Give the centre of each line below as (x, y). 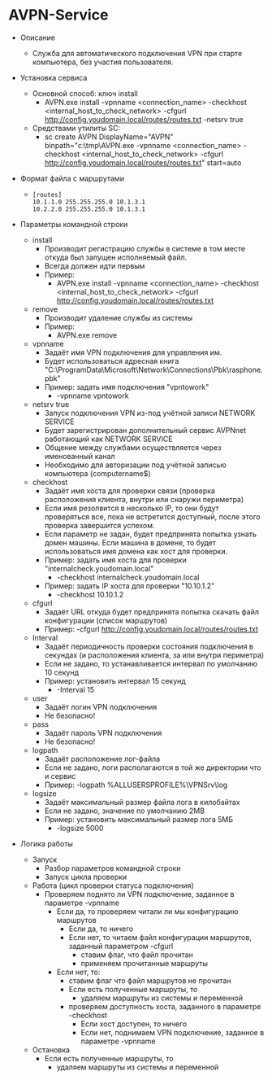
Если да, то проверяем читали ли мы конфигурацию (147, 911)
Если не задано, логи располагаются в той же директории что (153, 767)
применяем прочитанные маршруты (145, 963)
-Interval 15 (76, 689)
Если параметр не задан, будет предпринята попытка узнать (151, 534)
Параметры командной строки (74, 224)
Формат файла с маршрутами (72, 178)
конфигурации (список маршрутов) (106, 620)
